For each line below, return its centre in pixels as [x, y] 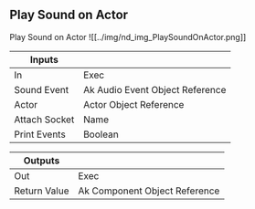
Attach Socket [44, 120]
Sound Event [42, 89]
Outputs [42, 161]
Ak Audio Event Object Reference [155, 89]
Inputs [44, 59]
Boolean [101, 134]
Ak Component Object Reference [149, 191]
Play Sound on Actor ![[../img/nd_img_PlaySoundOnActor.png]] [128, 37]
